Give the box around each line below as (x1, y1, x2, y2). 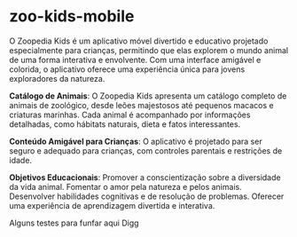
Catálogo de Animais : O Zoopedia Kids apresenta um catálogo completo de (9, 91, 287, 101)
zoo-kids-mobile (9, 6, 135, 27)
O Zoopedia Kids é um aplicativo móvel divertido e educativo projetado (9, 36, 269, 46)
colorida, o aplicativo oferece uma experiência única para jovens (9, 64, 246, 75)
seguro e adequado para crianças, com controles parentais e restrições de (9, 145, 283, 156)
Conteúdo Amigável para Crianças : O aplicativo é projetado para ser (9, 136, 263, 146)
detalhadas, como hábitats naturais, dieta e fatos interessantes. (9, 118, 241, 130)
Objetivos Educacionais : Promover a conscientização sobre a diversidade (9, 171, 281, 183)
